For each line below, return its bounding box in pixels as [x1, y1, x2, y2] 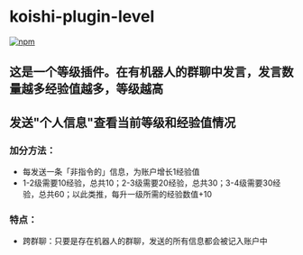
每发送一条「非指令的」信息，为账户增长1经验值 [22, 167, 200, 178]
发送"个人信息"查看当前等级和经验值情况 [9, 114, 236, 130]
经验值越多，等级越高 [44, 81, 164, 96]
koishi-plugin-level [9, 6, 155, 27]
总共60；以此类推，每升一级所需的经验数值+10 [38, 189, 213, 200]
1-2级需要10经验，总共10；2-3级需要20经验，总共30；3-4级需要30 [22, 178, 273, 188]
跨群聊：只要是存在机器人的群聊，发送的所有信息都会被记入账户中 [22, 236, 268, 247]
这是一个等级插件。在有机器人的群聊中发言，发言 [9, 65, 282, 80]
